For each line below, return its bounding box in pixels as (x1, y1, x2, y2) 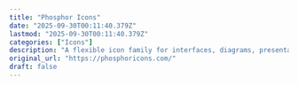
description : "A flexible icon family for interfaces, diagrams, (9, 46, 255, 55)
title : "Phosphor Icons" (9, 12, 101, 22)
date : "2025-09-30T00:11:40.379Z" (9, 21, 137, 30)
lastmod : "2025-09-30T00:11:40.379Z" (9, 29, 149, 38)
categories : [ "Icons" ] (9, 37, 93, 47)
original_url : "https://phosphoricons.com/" (9, 54, 176, 63)
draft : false (9, 63, 58, 72)
